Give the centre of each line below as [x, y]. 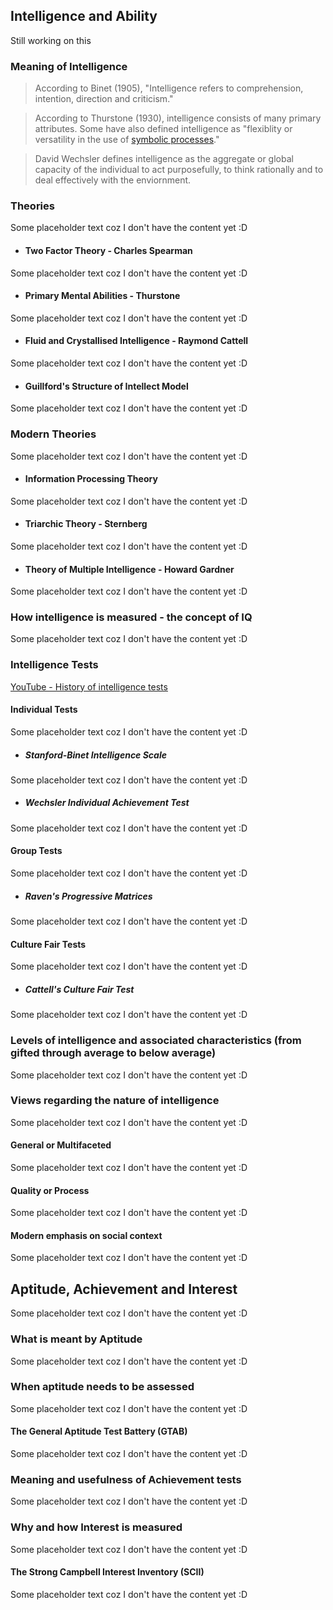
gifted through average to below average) [113, 1053]
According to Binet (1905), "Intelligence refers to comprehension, [169, 88]
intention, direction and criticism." [104, 99]
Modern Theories [53, 434]
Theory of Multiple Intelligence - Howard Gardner [129, 569]
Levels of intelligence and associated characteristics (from [156, 1041]
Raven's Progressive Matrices [88, 896]
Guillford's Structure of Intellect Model [106, 386]
